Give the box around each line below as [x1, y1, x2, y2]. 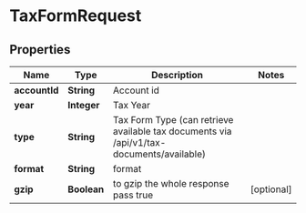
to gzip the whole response [112, 177, 229, 189]
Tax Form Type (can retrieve [112, 114, 234, 126]
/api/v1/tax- [112, 137, 167, 148]
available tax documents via [112, 125, 232, 137]
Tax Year [112, 99, 151, 111]
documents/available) [112, 147, 207, 160]
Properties [9, 42, 71, 57]
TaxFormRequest [9, 5, 142, 26]
